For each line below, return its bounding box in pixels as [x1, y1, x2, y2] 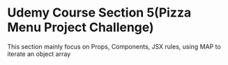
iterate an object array [7, 50, 71, 58]
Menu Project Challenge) [7, 19, 155, 35]
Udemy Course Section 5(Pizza [7, 5, 192, 21]
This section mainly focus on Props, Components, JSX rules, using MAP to [7, 42, 221, 50]
